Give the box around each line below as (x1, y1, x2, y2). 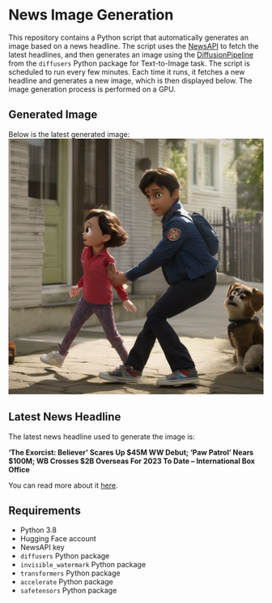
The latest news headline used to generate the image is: (8, 432, 196, 441)
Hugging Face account (19, 534, 97, 544)
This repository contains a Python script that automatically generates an (8, 32, 249, 42)
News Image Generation (8, 6, 174, 24)
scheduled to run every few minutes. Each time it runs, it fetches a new (8, 67, 245, 76)
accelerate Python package (19, 577, 113, 587)
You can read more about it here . (8, 480, 118, 490)
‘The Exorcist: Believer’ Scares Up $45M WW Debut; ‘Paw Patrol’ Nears (8, 447, 254, 457)
